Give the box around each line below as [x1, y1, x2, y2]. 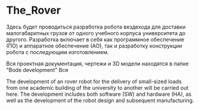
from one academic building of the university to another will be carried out [6, 84, 189, 91]
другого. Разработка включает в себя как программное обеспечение [6, 36, 185, 43]
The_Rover [6, 4, 61, 17]
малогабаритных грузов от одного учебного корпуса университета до [6, 29, 186, 36]
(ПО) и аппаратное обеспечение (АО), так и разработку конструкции [6, 42, 183, 49]
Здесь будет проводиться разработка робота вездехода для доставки [6, 23, 186, 30]
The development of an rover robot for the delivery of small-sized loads [6, 78, 182, 85]
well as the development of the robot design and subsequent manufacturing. [6, 96, 194, 104]
